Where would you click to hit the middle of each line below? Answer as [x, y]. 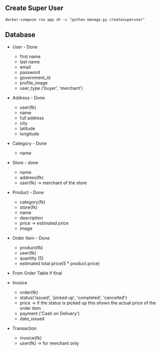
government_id [35, 77]
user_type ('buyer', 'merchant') [51, 88]
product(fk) [31, 247]
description [31, 217]
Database [20, 35]
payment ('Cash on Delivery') [50, 313]
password [30, 72]
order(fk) [29, 292]
